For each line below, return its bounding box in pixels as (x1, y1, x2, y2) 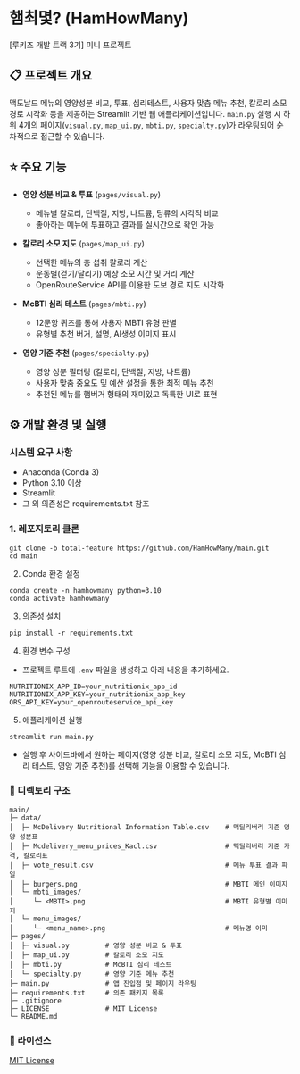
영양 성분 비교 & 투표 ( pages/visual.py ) (21, 188, 162, 199)
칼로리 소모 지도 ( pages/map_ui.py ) (21, 237, 146, 248)
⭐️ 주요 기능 (9, 160, 67, 175)
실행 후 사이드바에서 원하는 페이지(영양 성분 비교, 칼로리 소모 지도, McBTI (21, 749, 277, 760)
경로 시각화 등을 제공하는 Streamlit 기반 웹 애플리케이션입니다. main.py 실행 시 (9, 108, 281, 119)
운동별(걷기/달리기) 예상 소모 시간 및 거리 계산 (35, 268, 195, 279)
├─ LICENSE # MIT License (9, 1003, 158, 1013)
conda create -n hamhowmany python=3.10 (9, 586, 162, 595)
